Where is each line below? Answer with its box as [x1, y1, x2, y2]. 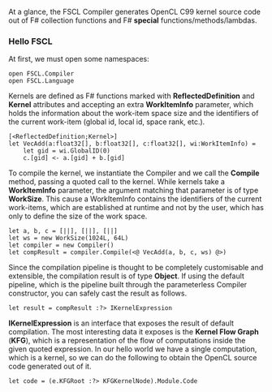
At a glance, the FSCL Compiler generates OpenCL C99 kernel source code [8, 7, 261, 16]
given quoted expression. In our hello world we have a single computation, [8, 344, 257, 354]
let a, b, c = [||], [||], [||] [8, 227, 118, 235]
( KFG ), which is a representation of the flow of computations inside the [8, 336, 246, 346]
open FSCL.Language [8, 77, 75, 85]
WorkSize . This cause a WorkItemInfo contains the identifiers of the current [8, 194, 262, 204]
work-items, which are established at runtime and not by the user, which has [8, 203, 264, 213]
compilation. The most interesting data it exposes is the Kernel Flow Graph [8, 327, 260, 337]
